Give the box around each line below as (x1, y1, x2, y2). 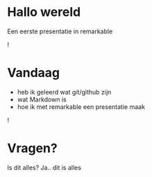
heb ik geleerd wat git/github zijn (17, 87, 112, 96)
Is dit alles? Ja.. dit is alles (7, 163, 82, 171)
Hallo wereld (7, 4, 81, 20)
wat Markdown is (17, 95, 67, 103)
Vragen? (7, 140, 58, 156)
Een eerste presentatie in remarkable (7, 27, 113, 35)
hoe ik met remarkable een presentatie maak (17, 102, 146, 111)
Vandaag (7, 65, 60, 81)
